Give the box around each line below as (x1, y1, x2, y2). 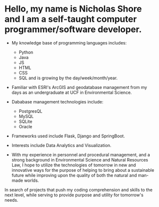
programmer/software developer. (4, 24, 142, 35)
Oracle (18, 123, 32, 129)
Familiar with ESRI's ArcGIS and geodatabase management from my (11, 84, 147, 90)
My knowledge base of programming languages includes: (11, 40, 127, 45)
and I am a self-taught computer (4, 14, 137, 25)
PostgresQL (18, 108, 43, 114)
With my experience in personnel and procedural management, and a (11, 151, 150, 158)
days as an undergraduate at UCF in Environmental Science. (11, 89, 132, 95)
